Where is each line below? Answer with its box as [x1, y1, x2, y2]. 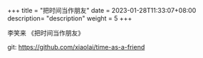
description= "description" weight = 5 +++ [7, 14, 132, 23]
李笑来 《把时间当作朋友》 [7, 29, 84, 37]
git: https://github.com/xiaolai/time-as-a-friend [7, 43, 145, 51]
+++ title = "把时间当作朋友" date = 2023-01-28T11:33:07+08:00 [7, 6, 197, 14]
